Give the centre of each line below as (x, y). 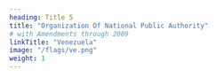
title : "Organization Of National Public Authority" (109, 26)
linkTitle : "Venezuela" (53, 42)
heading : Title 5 (41, 17)
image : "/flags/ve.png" (53, 50)
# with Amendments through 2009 (69, 34)
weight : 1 (28, 58)
